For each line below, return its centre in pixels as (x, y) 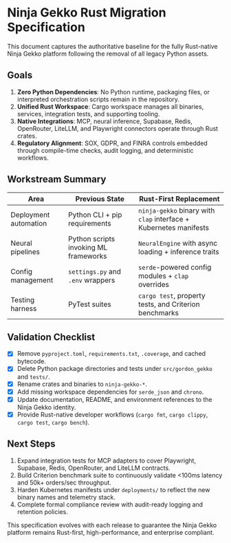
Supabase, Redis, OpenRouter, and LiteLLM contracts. (93, 468)
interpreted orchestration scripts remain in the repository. (98, 99)
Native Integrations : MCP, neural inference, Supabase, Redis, (104, 121)
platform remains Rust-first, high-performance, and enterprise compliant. (111, 532)
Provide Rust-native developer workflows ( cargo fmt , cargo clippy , (112, 414)
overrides (154, 284)
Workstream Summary (57, 179)
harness (24, 308)
